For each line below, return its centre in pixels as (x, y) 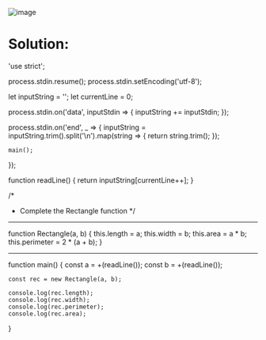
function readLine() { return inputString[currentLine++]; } (101, 180)
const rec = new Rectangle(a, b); (65, 279)
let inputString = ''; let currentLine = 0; (70, 96)
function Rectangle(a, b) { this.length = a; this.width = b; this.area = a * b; (128, 233)
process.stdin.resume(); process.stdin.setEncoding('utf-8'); (105, 81)
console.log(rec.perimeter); (56, 307)
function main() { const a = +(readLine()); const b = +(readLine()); (116, 264)
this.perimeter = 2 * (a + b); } (55, 242)
